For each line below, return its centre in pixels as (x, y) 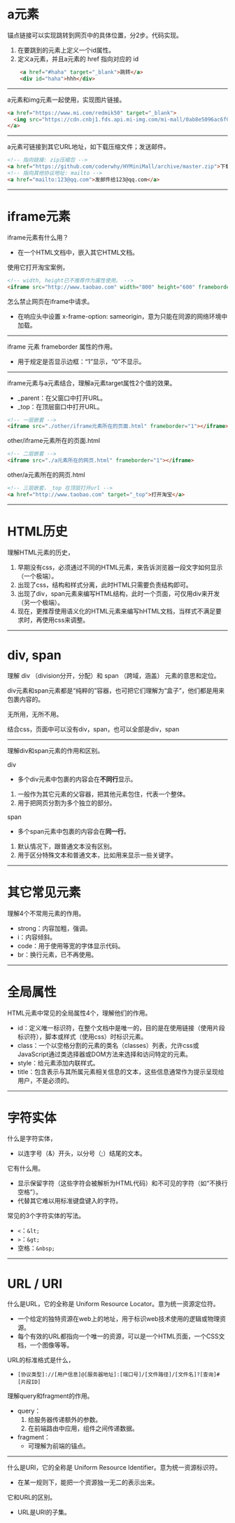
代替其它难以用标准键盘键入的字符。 (70, 1201)
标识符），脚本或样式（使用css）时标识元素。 (82, 1037)
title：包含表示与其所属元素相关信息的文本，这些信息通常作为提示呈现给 (121, 1072)
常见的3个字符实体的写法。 (46, 1216)
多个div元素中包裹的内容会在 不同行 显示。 (77, 779)
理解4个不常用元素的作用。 (46, 913)
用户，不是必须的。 (45, 1080)
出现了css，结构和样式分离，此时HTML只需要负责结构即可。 (105, 585)
